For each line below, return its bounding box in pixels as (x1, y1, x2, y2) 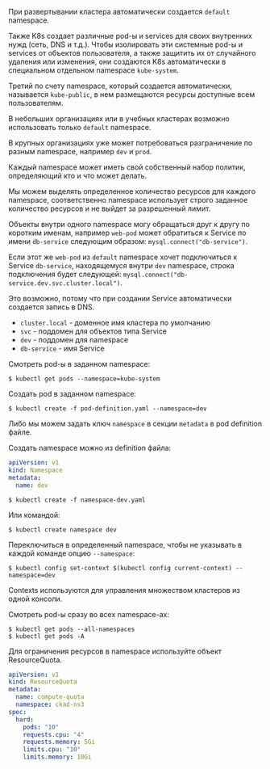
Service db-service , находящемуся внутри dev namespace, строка (8, 261, 235, 270)
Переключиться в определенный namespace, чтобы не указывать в (8, 540, 243, 549)
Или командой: (8, 510, 60, 519)
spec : (8, 708, 27, 716)
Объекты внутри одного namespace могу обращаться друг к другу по (8, 220, 250, 229)
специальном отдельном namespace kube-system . (8, 65, 180, 75)
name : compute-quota (15, 693, 85, 701)
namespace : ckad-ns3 (15, 700, 85, 708)
